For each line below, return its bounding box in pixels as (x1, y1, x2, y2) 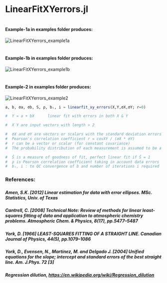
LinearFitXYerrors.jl (5, 3, 89, 15)
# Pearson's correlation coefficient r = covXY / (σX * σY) (5, 136, 135, 141)
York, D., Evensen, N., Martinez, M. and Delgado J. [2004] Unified (5, 248, 145, 254)
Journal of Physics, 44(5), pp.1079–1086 (5, 236, 91, 242)
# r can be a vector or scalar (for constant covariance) (5, 141, 131, 146)
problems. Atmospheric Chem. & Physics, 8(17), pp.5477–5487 (5, 218, 138, 224)
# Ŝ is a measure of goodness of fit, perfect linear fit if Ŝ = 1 (5, 154, 151, 159)
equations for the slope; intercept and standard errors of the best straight (5, 254, 162, 260)
